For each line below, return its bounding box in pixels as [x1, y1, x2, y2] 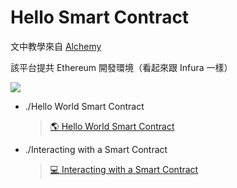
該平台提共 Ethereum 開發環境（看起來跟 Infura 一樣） [10, 61, 233, 73]
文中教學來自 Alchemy [10, 40, 102, 52]
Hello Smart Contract [10, 6, 190, 29]
